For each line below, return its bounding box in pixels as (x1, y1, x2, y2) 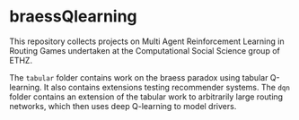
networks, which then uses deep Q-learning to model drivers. (9, 100, 237, 111)
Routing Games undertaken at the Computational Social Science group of (9, 45, 280, 56)
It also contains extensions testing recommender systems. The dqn (43, 81, 290, 92)
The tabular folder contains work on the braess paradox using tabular (9, 72, 268, 82)
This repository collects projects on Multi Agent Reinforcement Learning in (9, 36, 285, 47)
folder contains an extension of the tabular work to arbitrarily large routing (9, 91, 284, 102)
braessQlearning (9, 6, 137, 27)
